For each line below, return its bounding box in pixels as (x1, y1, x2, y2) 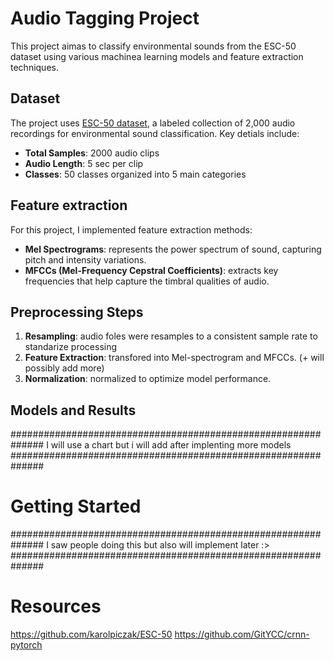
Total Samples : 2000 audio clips (24, 147, 160, 159)
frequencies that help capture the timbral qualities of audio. (24, 275, 270, 287)
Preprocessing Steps (10, 303, 144, 321)
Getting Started (10, 495, 142, 518)
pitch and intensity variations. (24, 253, 147, 266)
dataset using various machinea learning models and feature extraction (10, 50, 304, 62)
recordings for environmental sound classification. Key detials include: (10, 127, 300, 139)
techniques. (10, 61, 59, 73)
